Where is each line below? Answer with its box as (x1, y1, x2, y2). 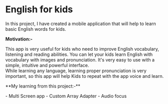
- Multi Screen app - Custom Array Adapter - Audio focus (5, 93, 127, 99)
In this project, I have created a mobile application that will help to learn (5, 20, 156, 27)
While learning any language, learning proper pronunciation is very (5, 68, 147, 74)
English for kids (5, 4, 73, 15)
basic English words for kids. (5, 26, 66, 32)
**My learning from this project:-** (5, 83, 81, 89)
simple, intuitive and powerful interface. (5, 62, 89, 68)
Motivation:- (5, 36, 33, 42)
